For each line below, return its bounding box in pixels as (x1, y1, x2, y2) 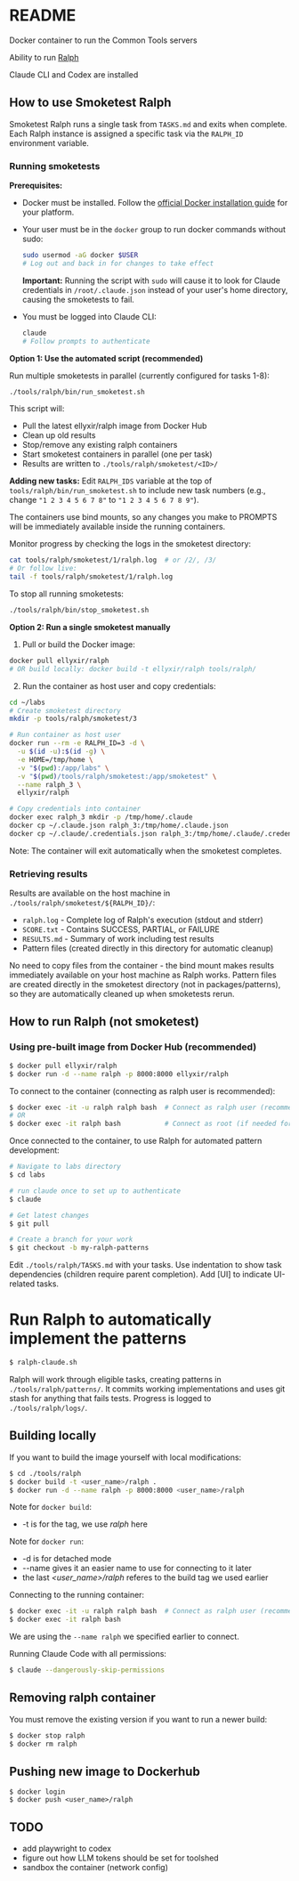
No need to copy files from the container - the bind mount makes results (9, 961, 274, 971)
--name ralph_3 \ (17, 780, 82, 789)
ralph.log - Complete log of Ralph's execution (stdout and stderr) (21, 914, 264, 926)
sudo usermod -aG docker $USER (21, 251, 139, 260)
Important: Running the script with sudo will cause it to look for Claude (21, 275, 280, 286)
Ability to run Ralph (9, 52, 79, 62)
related (9, 1278, 36, 1289)
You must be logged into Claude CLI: (21, 311, 158, 321)
